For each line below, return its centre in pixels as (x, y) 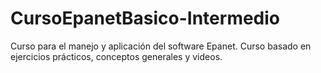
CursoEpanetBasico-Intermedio (145, 18)
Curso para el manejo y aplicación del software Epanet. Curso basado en (161, 46)
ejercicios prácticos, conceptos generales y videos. (116, 56)
